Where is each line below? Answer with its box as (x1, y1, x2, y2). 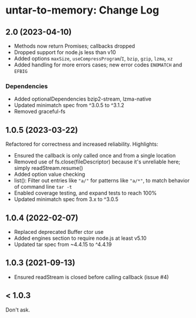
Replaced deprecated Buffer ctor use (13, 228, 104, 235)
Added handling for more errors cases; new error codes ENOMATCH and (13, 61, 183, 68)
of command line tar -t (13, 183, 72, 190)
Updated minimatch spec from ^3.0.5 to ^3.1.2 (13, 102, 124, 109)
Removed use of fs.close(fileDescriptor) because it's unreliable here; (13, 158, 181, 165)
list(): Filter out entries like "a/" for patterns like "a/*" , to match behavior (13, 177, 190, 184)
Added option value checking (13, 171, 86, 178)
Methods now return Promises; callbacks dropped (13, 42, 136, 49)
